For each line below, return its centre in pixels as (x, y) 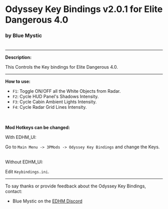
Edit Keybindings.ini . (27, 172)
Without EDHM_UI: (24, 162)
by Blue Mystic (24, 36)
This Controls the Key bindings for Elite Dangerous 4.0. (62, 67)
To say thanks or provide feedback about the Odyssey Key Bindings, (76, 186)
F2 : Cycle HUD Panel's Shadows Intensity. (55, 97)
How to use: (18, 82)
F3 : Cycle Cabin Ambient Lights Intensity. (54, 102)
